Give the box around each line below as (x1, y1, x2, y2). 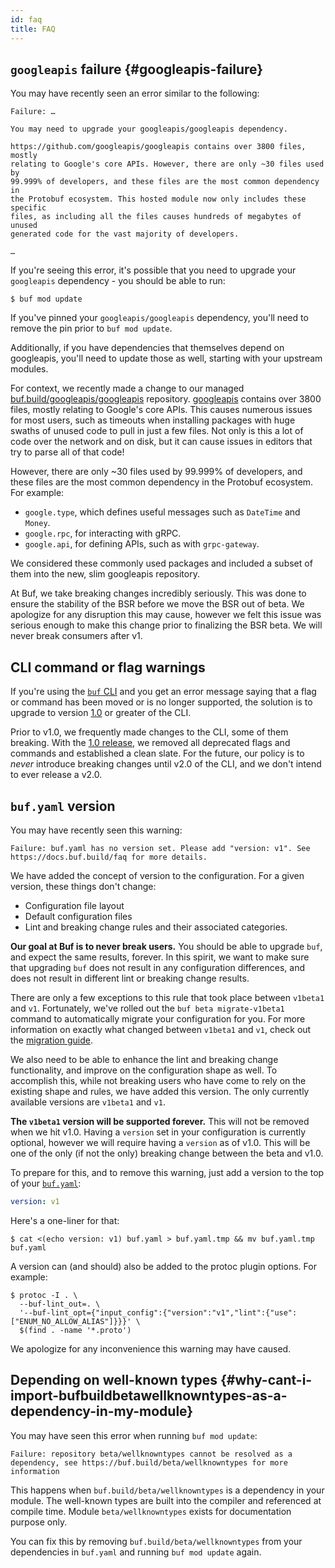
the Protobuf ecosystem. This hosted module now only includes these (10, 194, 307, 205)
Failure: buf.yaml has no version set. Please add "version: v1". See (10, 843, 311, 853)
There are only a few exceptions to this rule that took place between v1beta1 (10, 991, 325, 1003)
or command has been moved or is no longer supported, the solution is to (10, 696, 313, 708)
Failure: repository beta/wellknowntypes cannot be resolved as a (10, 1449, 293, 1459)
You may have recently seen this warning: (10, 824, 183, 836)
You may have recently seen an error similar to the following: (10, 87, 260, 100)
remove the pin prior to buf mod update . (10, 322, 173, 335)
